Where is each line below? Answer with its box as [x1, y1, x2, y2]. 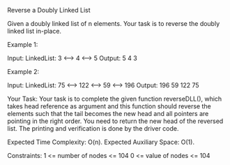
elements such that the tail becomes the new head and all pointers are [7, 110, 209, 117]
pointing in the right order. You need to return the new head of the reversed [7, 117, 224, 125]
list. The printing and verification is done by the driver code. [7, 124, 179, 132]
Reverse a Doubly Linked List [7, 6, 91, 14]
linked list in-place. [7, 27, 61, 35]
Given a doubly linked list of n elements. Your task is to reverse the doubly [7, 20, 220, 27]
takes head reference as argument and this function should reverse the [7, 102, 211, 110]
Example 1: [7, 41, 38, 48]
